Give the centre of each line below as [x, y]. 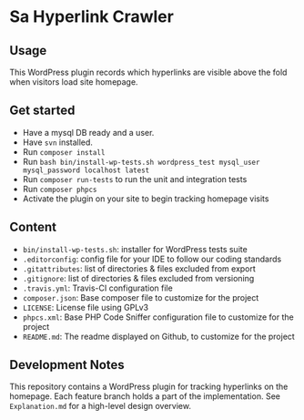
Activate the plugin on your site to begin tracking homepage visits [146, 199]
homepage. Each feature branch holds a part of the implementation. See [145, 396]
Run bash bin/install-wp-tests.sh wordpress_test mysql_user [141, 161]
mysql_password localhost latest [86, 170]
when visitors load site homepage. [74, 82]
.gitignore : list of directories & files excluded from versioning [138, 278]
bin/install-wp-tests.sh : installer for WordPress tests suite [135, 249]
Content [33, 227]
